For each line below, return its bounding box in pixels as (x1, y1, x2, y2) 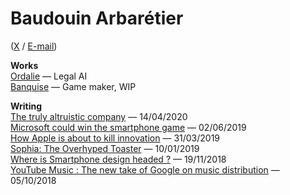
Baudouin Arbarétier (10, 7, 184, 30)
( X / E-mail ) (10, 40, 58, 52)
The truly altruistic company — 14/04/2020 (10, 110, 188, 122)
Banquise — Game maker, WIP (10, 80, 137, 92)
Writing (10, 100, 43, 112)
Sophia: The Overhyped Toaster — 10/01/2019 (10, 142, 200, 154)
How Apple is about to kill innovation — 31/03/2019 (10, 132, 221, 144)
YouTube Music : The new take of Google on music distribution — (10, 163, 280, 176)
